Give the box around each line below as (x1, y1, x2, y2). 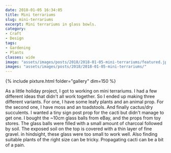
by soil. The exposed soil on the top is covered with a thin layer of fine (5, 126, 152, 132)
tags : (5, 41, 17, 46)
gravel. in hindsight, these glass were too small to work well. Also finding (5, 131, 158, 137)
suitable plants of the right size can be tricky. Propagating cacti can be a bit (5, 137, 164, 143)
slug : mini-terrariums (5, 17, 53, 22)
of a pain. (5, 142, 25, 148)
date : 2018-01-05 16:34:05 (5, 7, 63, 13)
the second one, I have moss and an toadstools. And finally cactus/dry (5, 104, 153, 110)
